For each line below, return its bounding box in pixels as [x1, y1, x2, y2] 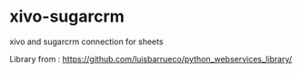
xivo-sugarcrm [9, 6, 125, 27]
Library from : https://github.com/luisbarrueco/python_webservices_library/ [9, 53, 293, 64]
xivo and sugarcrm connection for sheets [9, 36, 164, 47]
